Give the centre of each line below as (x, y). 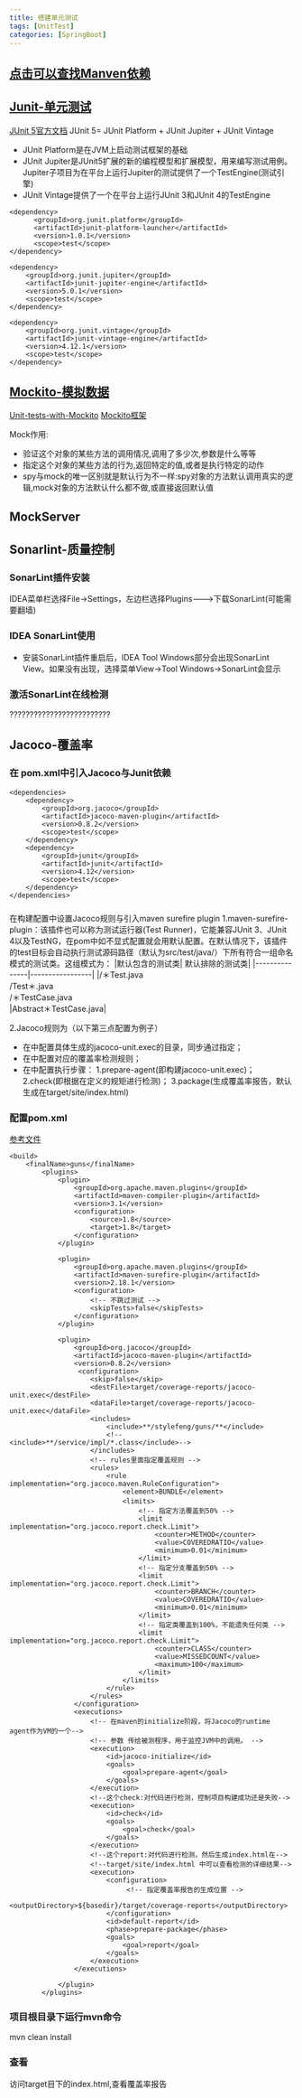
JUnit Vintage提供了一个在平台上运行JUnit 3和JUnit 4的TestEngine (146, 194)
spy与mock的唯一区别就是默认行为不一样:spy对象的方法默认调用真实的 (154, 476)
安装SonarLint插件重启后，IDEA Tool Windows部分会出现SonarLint (146, 657)
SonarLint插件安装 (50, 577)
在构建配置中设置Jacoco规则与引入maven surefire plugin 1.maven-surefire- (149, 918)
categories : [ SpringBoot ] (58, 34)
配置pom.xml (38, 1118)
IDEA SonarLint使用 (53, 636)
